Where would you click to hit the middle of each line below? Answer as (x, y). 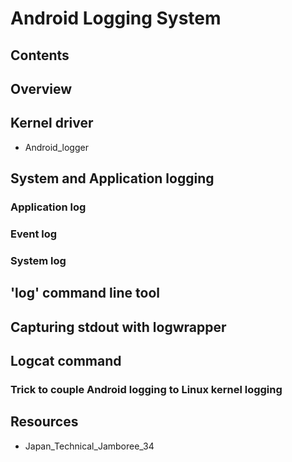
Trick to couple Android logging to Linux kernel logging (146, 390)
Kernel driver (52, 123)
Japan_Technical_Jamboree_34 (89, 446)
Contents (40, 55)
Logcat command (66, 361)
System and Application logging (112, 178)
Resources (44, 422)
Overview (41, 88)
